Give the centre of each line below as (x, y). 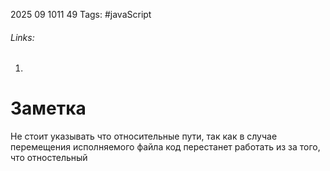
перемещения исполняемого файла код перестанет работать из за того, (165, 147)
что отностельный (49, 158)
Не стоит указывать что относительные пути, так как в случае (144, 136)
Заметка (48, 108)
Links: (22, 37)
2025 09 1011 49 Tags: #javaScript (81, 14)
